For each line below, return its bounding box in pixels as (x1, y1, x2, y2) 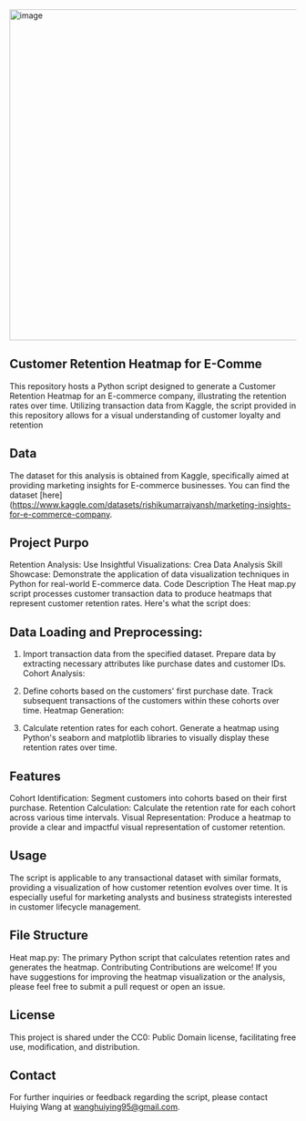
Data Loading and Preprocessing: (9, 624, 203, 640)
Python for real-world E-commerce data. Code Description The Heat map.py (9, 579, 297, 590)
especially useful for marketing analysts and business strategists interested (9, 891, 292, 902)
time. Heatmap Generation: (22, 705, 125, 716)
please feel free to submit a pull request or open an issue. (9, 981, 226, 992)
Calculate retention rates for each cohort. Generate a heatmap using (22, 723, 280, 734)
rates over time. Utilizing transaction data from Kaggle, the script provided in (9, 400, 297, 411)
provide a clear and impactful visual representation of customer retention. (9, 822, 286, 833)
